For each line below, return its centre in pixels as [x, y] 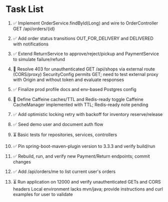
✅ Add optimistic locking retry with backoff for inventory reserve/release [88, 114]
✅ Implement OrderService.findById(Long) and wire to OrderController [85, 23]
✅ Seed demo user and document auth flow [58, 124]
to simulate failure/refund [39, 59]
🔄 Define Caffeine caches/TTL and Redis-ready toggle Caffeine [78, 99]
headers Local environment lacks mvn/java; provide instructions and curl [88, 189]
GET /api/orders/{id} [34, 28]
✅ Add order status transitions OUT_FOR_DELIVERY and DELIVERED [83, 38]
